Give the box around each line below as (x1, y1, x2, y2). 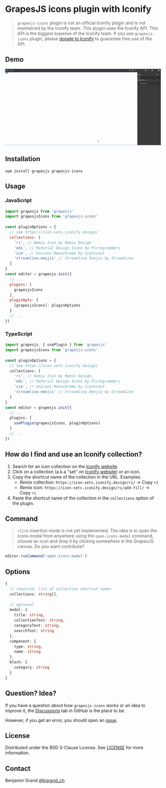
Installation (5, 155, 41, 163)
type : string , (14, 644, 43, 649)
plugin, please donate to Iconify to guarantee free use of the (29, 36, 152, 42)
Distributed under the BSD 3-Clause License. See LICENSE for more (5, 745, 144, 751)
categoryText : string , (14, 623, 61, 628)
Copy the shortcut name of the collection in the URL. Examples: (12, 474, 142, 480)
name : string (14, 649, 41, 654)
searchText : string (14, 628, 54, 633)
